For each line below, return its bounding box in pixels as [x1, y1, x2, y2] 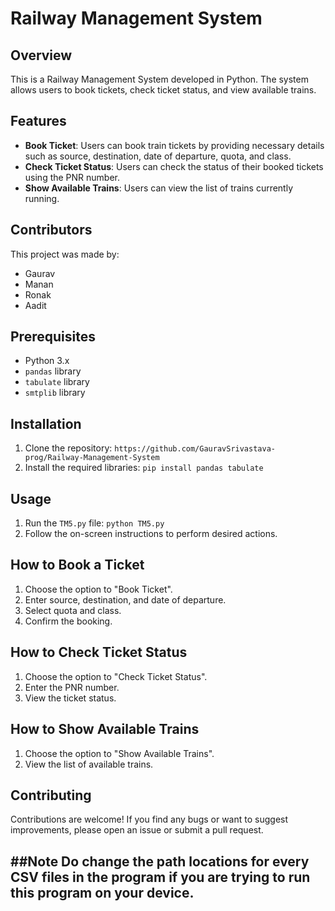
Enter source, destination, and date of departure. [24, 593, 227, 606]
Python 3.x [24, 355, 70, 367]
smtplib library [24, 387, 86, 399]
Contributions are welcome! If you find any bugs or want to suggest [10, 813, 289, 826]
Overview [10, 47, 73, 64]
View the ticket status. [24, 692, 117, 704]
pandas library [24, 365, 82, 377]
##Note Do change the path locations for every [10, 853, 310, 870]
